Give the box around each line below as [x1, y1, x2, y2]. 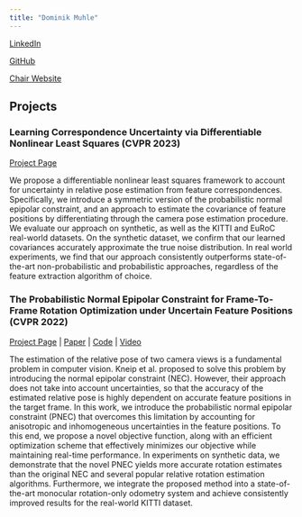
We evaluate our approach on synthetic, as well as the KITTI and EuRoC [9, 222, 276, 234]
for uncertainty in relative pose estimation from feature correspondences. [9, 185, 282, 195]
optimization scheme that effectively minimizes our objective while [9, 440, 257, 450]
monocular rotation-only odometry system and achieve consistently [37, 487, 288, 498]
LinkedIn [9, 38, 41, 49]
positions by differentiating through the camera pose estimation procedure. [9, 213, 288, 224]
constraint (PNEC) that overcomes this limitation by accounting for [9, 411, 255, 422]
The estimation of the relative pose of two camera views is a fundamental [9, 353, 282, 365]
